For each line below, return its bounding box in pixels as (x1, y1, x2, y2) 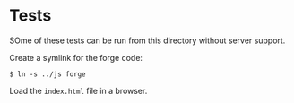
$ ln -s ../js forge (9, 69, 87, 79)
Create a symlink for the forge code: (9, 52, 143, 63)
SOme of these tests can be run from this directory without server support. (9, 35, 286, 46)
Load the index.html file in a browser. (9, 85, 148, 96)
